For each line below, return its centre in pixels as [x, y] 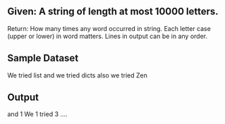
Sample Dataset [43, 58]
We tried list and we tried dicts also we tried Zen [78, 75]
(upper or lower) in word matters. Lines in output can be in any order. [108, 36]
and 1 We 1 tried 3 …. [37, 114]
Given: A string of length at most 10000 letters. [113, 12]
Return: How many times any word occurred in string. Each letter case [109, 28]
